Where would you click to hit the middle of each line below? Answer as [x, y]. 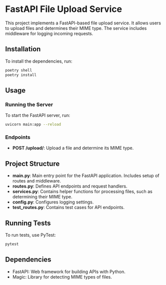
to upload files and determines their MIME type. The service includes [76, 28]
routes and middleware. [37, 181]
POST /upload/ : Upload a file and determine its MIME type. [73, 148]
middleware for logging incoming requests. [49, 33]
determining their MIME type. [42, 197]
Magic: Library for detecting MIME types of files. [62, 277]
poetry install [21, 75]
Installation [23, 49]
